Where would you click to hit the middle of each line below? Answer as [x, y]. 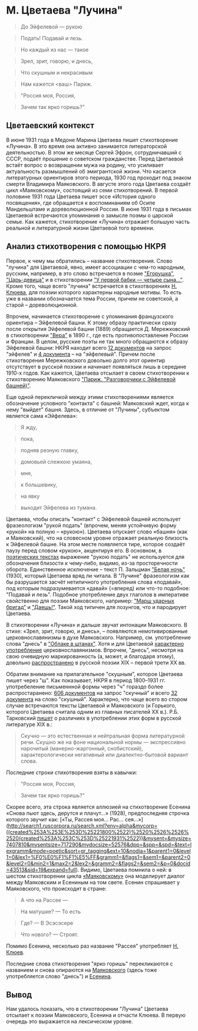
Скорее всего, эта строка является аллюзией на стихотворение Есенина [98, 807]
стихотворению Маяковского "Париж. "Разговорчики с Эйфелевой [91, 379]
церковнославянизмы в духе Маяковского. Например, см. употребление [99, 637]
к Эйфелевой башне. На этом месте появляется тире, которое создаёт [96, 544]
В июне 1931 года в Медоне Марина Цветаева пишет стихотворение [92, 140]
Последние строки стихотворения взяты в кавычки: [72, 772]
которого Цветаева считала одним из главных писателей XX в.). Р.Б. [93, 711]
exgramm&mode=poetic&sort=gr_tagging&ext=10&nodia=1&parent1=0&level [98, 850]
